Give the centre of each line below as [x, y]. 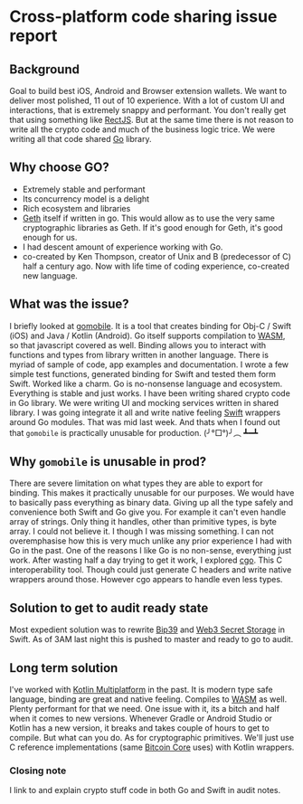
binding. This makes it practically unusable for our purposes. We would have [152, 493]
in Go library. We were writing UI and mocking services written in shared [144, 402]
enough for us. [50, 237]
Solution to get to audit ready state [109, 608]
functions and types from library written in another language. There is [139, 355]
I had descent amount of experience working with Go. [123, 247]
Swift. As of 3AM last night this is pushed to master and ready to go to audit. [151, 639]
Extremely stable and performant [84, 189]
